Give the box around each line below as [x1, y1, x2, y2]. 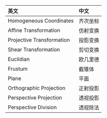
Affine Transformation [8, 27, 61, 34]
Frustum [8, 65, 28, 72]
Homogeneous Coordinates [8, 17, 74, 24]
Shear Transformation [8, 46, 60, 53]
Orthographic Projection [8, 85, 66, 91]
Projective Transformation [8, 36, 70, 43]
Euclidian [8, 56, 30, 63]
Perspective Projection [8, 94, 62, 101]
